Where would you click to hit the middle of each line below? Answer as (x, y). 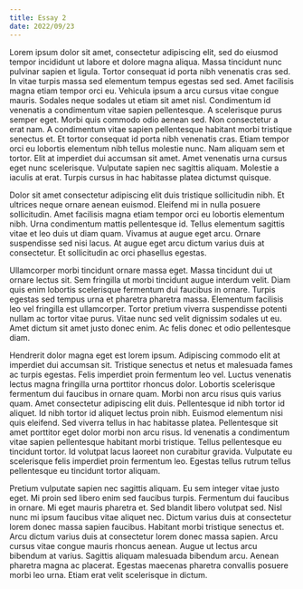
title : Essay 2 (38, 18)
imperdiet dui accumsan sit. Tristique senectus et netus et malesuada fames (151, 364)
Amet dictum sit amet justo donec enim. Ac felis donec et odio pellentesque (150, 328)
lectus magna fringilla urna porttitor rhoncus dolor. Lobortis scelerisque (142, 384)
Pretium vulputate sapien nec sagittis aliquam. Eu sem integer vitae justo (145, 488)
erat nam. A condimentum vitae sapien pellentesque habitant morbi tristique (151, 129)
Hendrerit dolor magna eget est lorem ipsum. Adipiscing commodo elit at (145, 355)
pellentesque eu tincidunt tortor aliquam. (85, 470)
